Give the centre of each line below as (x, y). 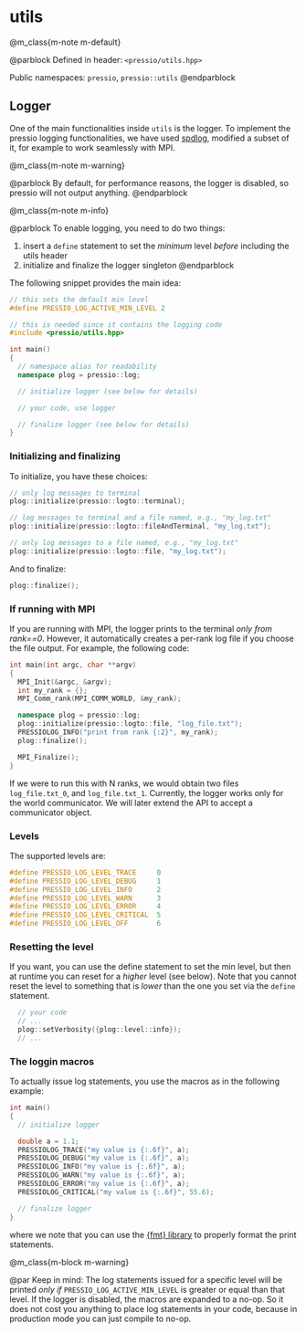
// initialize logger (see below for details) (108, 391)
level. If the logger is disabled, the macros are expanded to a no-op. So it (147, 1299)
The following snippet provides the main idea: (95, 283)
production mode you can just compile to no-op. (100, 1318)
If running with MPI (53, 609)
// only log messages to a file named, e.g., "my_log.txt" (124, 543)
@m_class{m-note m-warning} (68, 165)
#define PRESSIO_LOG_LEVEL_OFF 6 (85, 924)
